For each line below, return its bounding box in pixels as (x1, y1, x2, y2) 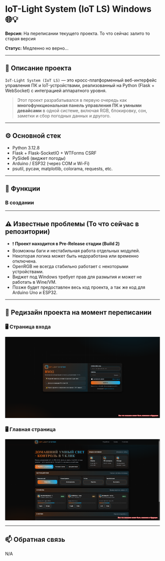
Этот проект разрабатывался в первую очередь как (17, 97, 127, 103)
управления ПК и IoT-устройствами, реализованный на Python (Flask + (5, 82, 155, 88)
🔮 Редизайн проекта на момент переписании (5, 308, 152, 317)
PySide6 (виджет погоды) (12, 155, 66, 161)
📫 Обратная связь (5, 535, 65, 544)
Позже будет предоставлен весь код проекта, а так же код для (12, 284, 146, 291)
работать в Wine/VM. (12, 279, 56, 285)
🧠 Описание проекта (5, 64, 72, 72)
